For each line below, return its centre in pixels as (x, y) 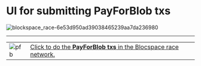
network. (42, 54)
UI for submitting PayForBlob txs (89, 11)
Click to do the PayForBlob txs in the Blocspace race (105, 47)
